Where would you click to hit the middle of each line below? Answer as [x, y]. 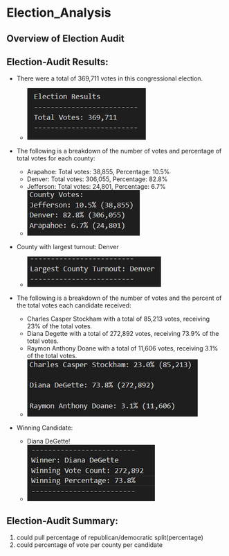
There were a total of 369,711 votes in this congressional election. [110, 78]
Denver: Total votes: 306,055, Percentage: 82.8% [97, 179]
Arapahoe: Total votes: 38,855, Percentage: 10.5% [98, 172]
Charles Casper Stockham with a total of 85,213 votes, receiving [118, 319]
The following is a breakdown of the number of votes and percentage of [119, 151]
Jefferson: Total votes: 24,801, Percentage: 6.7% [96, 187]
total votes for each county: [56, 158]
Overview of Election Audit [66, 39]
